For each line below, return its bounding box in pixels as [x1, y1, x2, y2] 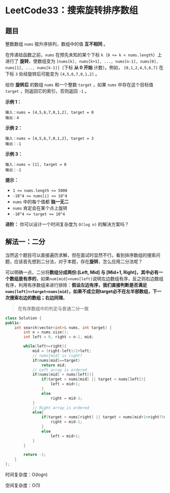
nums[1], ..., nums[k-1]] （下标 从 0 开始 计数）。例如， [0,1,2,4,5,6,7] [5, 65, 158, 70]
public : [5, 320, 22, 326]
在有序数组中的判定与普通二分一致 [17, 305, 89, 311]
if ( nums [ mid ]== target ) [32, 358, 80, 363]
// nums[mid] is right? [32, 353, 82, 358]
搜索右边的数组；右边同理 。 [9, 295, 67, 301]
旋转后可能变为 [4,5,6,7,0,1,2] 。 [27, 71, 100, 77]
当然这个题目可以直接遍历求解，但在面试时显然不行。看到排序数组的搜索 [5, 252, 156, 258]
